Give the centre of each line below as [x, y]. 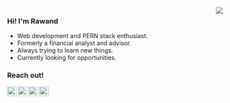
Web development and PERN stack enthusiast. [82, 36]
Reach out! [26, 76]
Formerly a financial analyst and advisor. [74, 43]
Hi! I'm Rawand [33, 21]
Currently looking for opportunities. [67, 58]
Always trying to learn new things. [65, 50]
